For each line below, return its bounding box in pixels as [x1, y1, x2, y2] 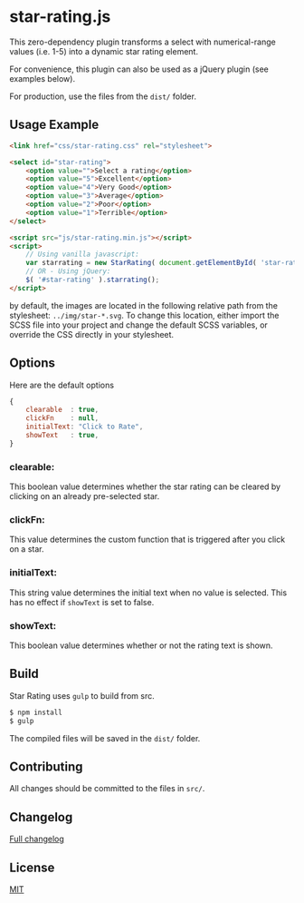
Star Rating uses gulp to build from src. [9, 690, 156, 701]
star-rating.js [9, 6, 111, 27]
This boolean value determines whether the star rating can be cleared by [9, 481, 281, 492]
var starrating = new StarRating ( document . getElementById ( [25, 259, 257, 268]
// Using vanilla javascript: [25, 250, 140, 260]
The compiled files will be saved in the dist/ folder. [9, 732, 201, 743]
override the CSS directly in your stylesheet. [9, 329, 175, 339]
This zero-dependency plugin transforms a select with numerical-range [9, 36, 276, 47]
